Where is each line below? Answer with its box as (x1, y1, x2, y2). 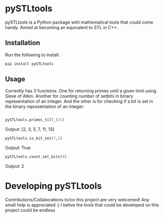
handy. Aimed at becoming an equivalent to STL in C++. (5, 24, 118, 30)
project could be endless (5, 207, 55, 213)
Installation (5, 39, 40, 47)
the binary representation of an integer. (5, 104, 84, 110)
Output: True (5, 145, 31, 151)
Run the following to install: (5, 52, 60, 58)
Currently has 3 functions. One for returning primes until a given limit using (5, 88, 157, 94)
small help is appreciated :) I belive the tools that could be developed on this (5, 202, 159, 208)
